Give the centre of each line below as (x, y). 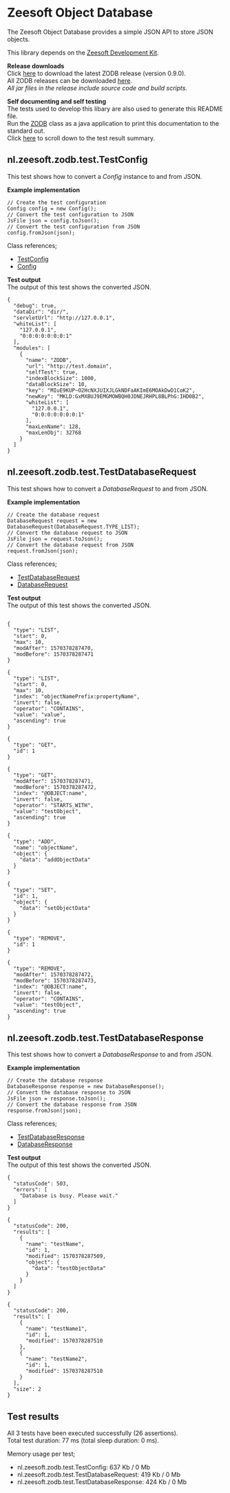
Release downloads (36, 66)
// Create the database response (55, 1081)
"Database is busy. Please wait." (69, 1196)
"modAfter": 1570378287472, (54, 974)
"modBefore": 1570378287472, (55, 787)
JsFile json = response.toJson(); (57, 1099)
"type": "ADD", (35, 841)
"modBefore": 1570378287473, (55, 980)
